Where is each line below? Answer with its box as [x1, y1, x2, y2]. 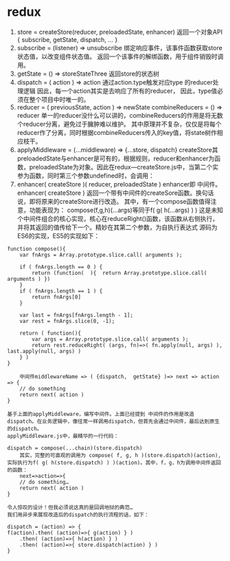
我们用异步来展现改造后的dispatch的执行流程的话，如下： [7, 511, 150, 518]
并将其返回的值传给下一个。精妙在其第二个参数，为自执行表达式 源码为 [16, 223, 218, 231]
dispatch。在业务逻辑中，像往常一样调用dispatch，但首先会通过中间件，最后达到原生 [7, 418, 220, 425]
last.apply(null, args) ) [7, 348, 81, 354]
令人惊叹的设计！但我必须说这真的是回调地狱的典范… [7, 504, 133, 511]
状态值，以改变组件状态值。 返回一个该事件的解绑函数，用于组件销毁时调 [16, 52, 224, 61]
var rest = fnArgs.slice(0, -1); [19, 317, 115, 324]
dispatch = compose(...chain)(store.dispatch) [7, 445, 143, 452]
